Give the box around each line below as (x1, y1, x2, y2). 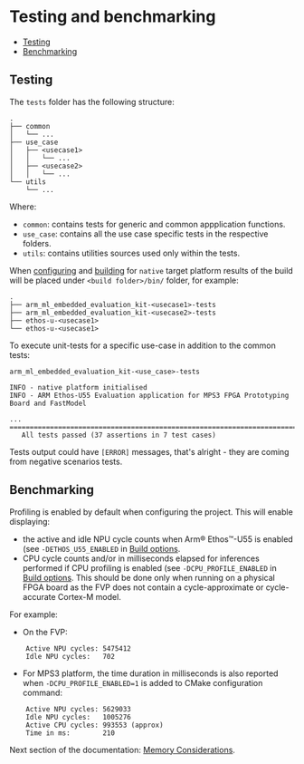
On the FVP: (22, 626, 68, 637)
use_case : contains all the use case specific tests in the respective (22, 228, 269, 239)
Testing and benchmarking (9, 6, 216, 27)
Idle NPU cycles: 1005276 (25, 712, 131, 721)
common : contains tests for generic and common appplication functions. (22, 218, 286, 229)
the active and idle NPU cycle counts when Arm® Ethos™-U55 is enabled (22, 533, 294, 545)
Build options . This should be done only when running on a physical (22, 572, 276, 583)
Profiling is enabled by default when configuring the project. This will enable (9, 506, 294, 517)
